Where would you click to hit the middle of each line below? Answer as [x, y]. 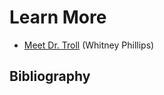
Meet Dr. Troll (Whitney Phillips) [89, 45]
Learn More [58, 17]
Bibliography [50, 76]
